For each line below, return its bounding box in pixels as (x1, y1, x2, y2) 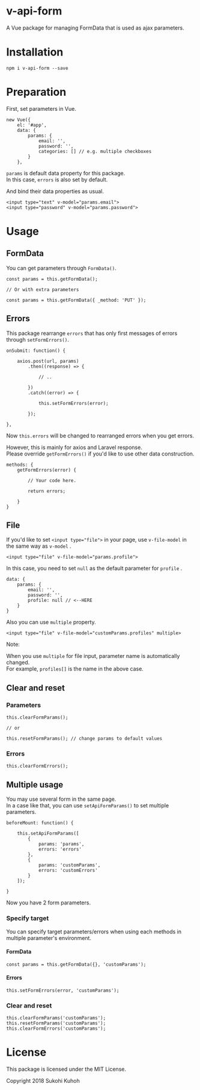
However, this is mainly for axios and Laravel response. (6, 443, 142, 451)
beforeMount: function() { (6, 820, 74, 826)
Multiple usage (6, 779, 64, 790)
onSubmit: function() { (6, 348, 66, 354)
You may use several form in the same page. (6, 795, 117, 803)
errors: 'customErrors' (38, 868, 98, 874)
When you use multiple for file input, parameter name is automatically (6, 653, 180, 660)
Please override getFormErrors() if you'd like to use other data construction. (6, 450, 195, 457)
